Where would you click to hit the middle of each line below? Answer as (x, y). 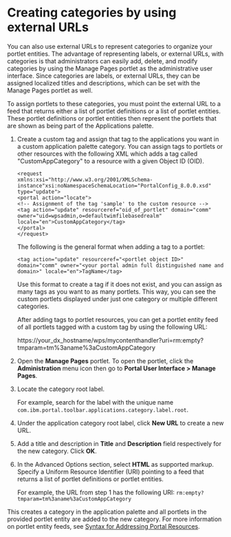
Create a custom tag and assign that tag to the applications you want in (118, 139)
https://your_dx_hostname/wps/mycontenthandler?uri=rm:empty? (110, 340)
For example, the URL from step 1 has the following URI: (96, 492)
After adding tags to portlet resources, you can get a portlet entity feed (118, 319)
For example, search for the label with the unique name (95, 402)
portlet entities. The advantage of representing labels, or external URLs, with (115, 54)
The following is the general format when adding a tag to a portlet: (111, 247)
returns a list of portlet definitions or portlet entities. (90, 479)
